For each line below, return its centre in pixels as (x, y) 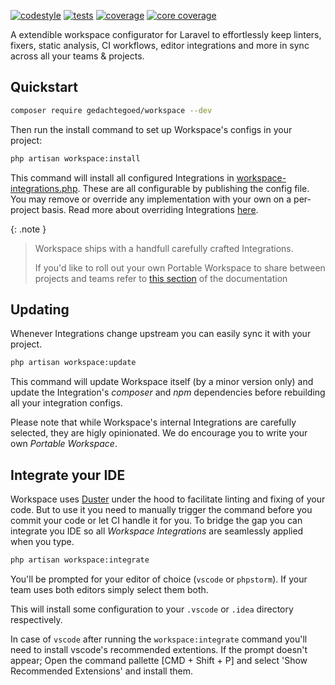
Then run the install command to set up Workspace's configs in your (151, 129)
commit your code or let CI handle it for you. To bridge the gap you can (156, 521)
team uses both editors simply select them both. (109, 589)
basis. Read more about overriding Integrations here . (150, 209)
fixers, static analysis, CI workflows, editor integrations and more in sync (160, 45)
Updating (40, 309)
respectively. (36, 619)
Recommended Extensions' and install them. (101, 671)
